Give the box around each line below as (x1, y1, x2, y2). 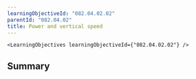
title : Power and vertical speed (7, 23, 103, 30)
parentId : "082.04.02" (7, 16, 72, 23)
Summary (7, 60, 50, 72)
